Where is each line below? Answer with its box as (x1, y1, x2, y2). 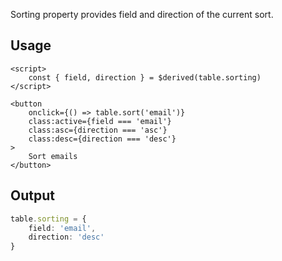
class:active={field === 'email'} (28, 116, 172, 126)
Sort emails (28, 151, 78, 161)
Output (10, 187, 55, 204)
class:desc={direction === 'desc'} (28, 134, 177, 144)
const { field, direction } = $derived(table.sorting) (28, 72, 262, 83)
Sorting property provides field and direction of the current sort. (10, 9, 274, 20)
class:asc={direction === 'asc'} (28, 125, 168, 135)
